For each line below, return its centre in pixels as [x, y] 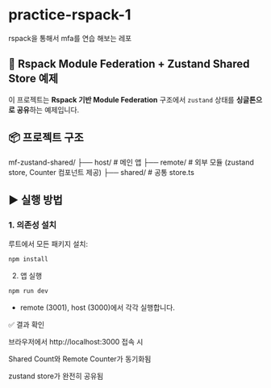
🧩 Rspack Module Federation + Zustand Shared [129, 64]
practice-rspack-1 [70, 15]
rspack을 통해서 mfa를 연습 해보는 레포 [70, 38]
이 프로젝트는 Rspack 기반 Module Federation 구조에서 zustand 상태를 [121, 99]
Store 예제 [33, 79]
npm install [28, 260]
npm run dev [28, 291]
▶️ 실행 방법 [35, 200]
